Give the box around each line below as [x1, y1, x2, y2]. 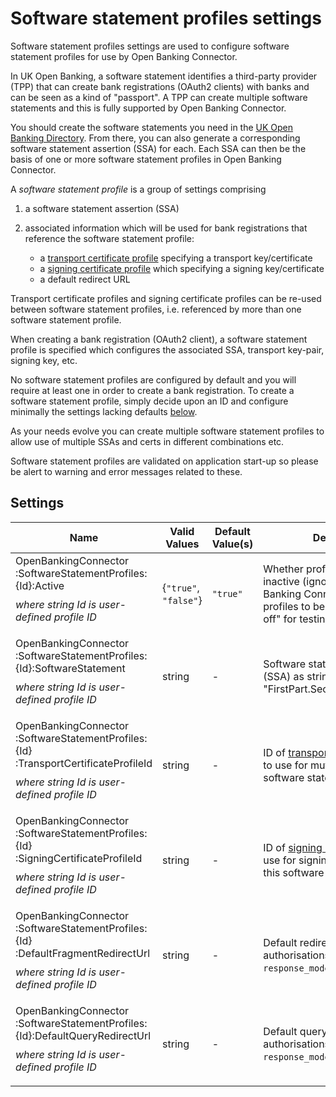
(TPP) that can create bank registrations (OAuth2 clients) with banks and [10, 80, 310, 92]
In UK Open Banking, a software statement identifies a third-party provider [10, 70, 318, 82]
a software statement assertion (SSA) [24, 202, 180, 214]
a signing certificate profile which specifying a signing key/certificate [39, 262, 325, 274]
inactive [263, 574, 300, 588]
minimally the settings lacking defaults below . [10, 405, 198, 417]
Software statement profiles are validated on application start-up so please [10, 455, 319, 467]
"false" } [162, 593, 203, 607]
